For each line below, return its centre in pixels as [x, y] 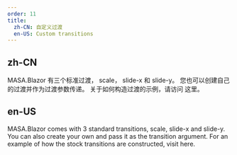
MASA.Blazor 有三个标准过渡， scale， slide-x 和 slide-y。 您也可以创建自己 [119, 80]
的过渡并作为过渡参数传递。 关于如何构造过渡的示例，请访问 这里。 [105, 89]
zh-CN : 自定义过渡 [38, 27]
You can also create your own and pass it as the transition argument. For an [118, 136]
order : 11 [22, 14]
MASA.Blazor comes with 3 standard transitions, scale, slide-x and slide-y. [116, 129]
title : [17, 21]
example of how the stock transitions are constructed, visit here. [101, 144]
